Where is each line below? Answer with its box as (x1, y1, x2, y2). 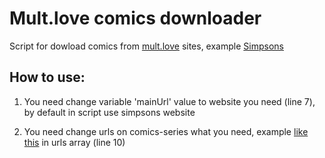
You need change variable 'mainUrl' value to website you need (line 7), (23, 95, 316, 107)
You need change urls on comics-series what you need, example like (23, 125, 309, 137)
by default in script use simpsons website (23, 106, 196, 118)
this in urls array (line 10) (23, 136, 126, 148)
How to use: (9, 69, 86, 86)
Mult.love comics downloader (9, 7, 262, 30)
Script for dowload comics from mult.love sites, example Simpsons (9, 40, 284, 52)
